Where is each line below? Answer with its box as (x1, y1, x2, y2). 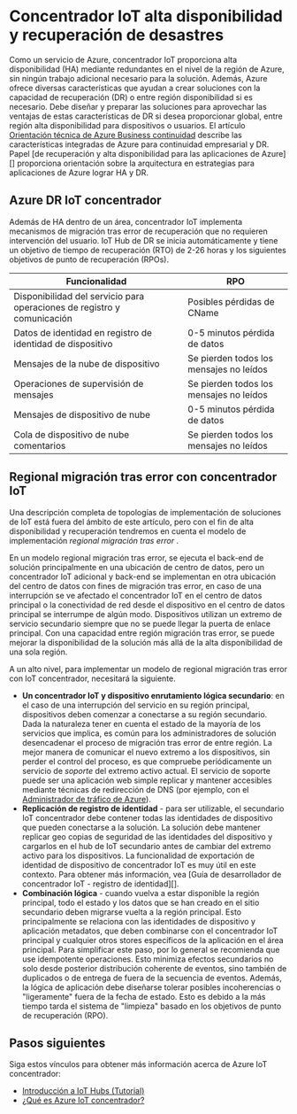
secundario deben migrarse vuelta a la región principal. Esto (21, 906, 241, 917)
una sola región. (9, 646, 68, 657)
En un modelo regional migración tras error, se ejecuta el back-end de (9, 552, 264, 563)
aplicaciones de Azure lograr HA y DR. (9, 166, 148, 178)
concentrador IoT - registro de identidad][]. (21, 878, 179, 889)
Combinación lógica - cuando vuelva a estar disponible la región (21, 887, 260, 898)
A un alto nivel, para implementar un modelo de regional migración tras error (9, 663, 287, 674)
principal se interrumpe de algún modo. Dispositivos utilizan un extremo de (9, 608, 283, 619)
